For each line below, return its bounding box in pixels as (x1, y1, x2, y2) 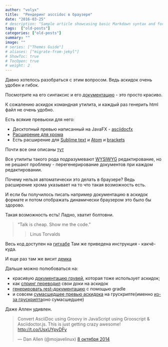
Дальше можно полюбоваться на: (5, 265, 78, 271)
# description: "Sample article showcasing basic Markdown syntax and (5, 21, 155, 26)
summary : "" (5, 35, 30, 40)
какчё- (141, 241, 156, 247)
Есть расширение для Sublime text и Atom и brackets (12, 137, 125, 143)
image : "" (5, 40, 26, 45)
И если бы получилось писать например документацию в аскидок (5, 191, 148, 197)
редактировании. (5, 167, 42, 173)
